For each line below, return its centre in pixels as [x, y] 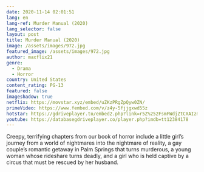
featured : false [27, 91]
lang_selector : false [34, 29]
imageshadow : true [29, 97]
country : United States [36, 80]
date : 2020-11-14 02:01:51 [40, 12]
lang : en [17, 18]
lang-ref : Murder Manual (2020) [47, 23]
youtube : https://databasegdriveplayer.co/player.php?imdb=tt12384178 [97, 119]
